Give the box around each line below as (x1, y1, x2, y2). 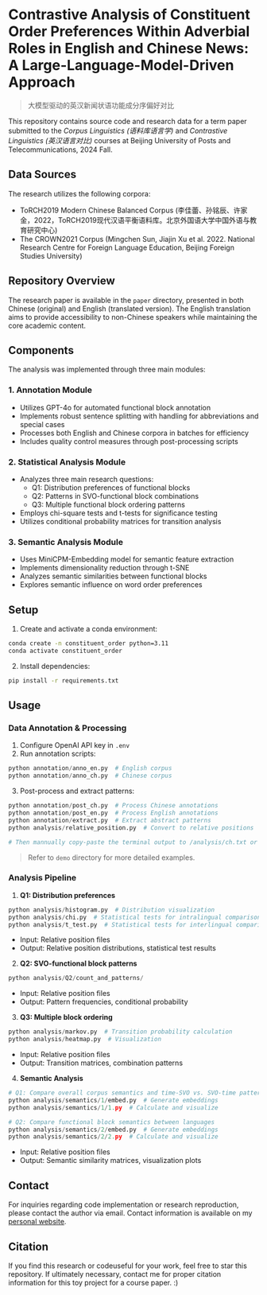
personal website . (8, 1217, 67, 1227)
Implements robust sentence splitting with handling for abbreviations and (19, 411, 259, 421)
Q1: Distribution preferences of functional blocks (31, 483, 191, 492)
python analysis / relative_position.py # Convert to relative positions (8, 823, 254, 832)
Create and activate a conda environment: (19, 624, 157, 634)
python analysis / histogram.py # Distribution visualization (8, 905, 215, 914)
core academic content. (8, 321, 86, 330)
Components (8, 344, 74, 357)
